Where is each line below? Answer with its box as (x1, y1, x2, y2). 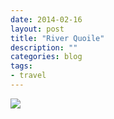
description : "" (10, 42, 78, 53)
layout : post (10, 24, 65, 34)
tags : (10, 61, 33, 71)
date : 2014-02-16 (10, 14, 83, 25)
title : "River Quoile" (10, 33, 105, 43)
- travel (10, 71, 47, 81)
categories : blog (10, 52, 83, 62)
